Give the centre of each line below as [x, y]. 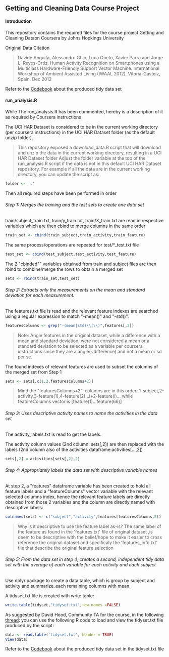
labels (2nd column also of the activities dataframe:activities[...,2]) [74, 449]
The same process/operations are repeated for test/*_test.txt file [72, 244]
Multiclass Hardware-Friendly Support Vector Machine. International [89, 68]
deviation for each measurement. [40, 295]
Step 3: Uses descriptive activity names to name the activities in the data [81, 413]
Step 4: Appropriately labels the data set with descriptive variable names [81, 470]
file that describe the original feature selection [65, 548]
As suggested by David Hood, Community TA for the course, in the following [84, 614]
